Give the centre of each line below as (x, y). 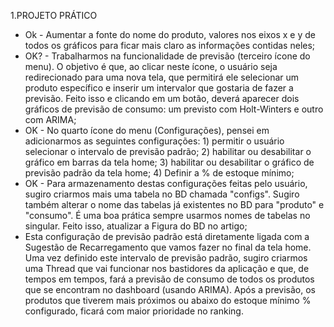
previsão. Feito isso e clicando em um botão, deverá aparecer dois (162, 98)
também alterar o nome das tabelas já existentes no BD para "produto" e (174, 204)
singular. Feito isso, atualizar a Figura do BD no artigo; (136, 226)
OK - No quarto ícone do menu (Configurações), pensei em (147, 130)
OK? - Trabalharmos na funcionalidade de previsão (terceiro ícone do (167, 56)
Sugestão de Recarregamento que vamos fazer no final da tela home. (168, 247)
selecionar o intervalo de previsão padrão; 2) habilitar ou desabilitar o (168, 151)
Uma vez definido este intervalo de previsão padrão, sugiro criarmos (166, 258)
